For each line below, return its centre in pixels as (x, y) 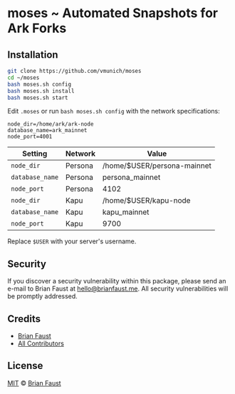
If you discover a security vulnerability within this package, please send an (117, 281)
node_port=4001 (30, 137)
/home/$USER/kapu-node (146, 201)
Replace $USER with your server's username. (72, 241)
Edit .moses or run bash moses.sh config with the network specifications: (114, 111)
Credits (24, 319)
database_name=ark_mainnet (47, 131)
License (25, 366)
